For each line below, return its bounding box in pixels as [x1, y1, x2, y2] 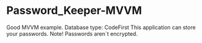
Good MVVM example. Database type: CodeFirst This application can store [6, 24, 196, 31]
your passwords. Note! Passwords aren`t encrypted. [6, 30, 138, 37]
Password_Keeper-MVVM [6, 4, 142, 18]
